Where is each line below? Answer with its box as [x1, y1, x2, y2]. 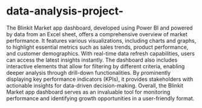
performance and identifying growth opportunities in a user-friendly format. [6, 95, 195, 102]
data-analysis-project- [6, 4, 124, 18]
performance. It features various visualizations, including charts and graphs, [6, 37, 197, 44]
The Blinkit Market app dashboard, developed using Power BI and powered [6, 24, 193, 31]
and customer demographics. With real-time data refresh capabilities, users [6, 49, 195, 57]
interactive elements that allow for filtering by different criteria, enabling [6, 62, 185, 70]
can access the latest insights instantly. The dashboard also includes [6, 56, 178, 63]
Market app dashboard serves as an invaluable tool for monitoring [6, 88, 171, 95]
